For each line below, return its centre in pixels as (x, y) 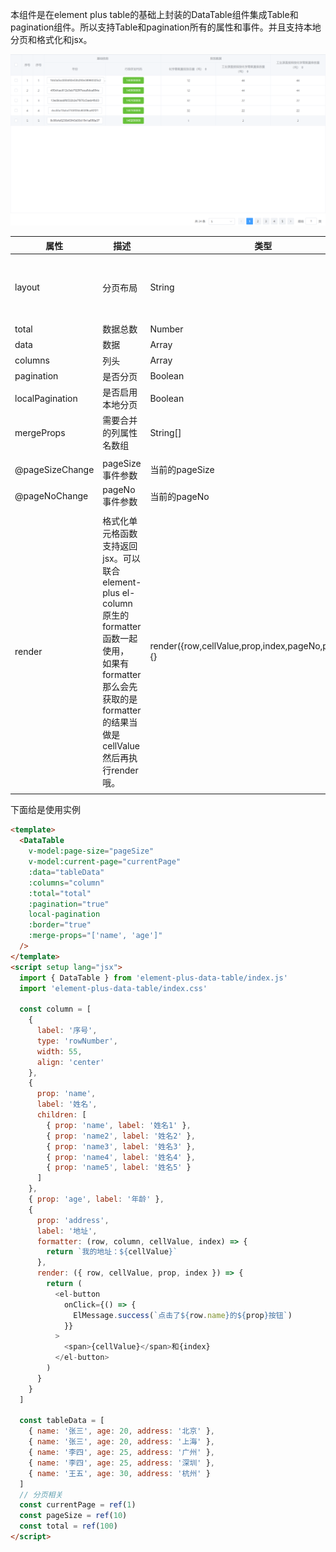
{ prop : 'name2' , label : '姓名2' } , (121, 1136)
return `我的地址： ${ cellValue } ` (112, 1252)
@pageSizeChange (54, 469)
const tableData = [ (62, 1421)
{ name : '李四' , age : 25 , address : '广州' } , (121, 1453)
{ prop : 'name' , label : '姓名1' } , (119, 1125)
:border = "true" (60, 925)
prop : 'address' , (73, 1220)
